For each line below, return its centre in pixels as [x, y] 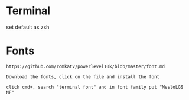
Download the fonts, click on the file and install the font [83, 77]
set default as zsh [28, 27]
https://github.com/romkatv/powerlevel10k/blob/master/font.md [86, 66]
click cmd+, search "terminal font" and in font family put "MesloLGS [95, 87]
